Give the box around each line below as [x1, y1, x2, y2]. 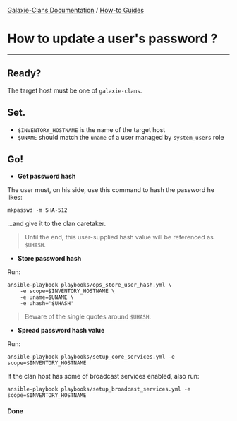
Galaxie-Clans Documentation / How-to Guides [7, 6, 145, 14]
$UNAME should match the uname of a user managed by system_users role [17, 133, 224, 141]
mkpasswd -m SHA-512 [7, 207, 68, 214]
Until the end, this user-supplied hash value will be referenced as [24, 233, 214, 242]
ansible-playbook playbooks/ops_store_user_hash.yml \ [7, 282, 172, 289]
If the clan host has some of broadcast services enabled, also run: [7, 372, 200, 381]
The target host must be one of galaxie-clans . [7, 86, 142, 95]
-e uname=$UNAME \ [20, 294, 74, 301]
